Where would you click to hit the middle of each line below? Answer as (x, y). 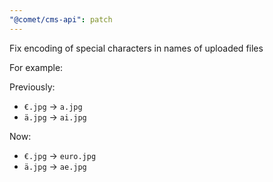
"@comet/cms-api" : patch (61, 19)
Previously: (32, 87)
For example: (36, 67)
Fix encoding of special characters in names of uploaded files (136, 48)
